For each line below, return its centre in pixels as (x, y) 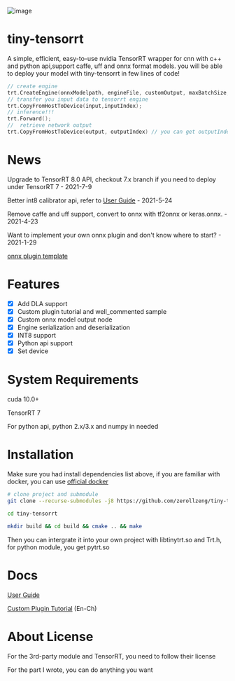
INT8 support (37, 336)
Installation (41, 455)
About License (50, 637)
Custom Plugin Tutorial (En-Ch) (52, 608)
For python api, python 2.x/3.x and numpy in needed (83, 427)
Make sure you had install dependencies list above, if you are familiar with (114, 474)
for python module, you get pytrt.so (58, 547)
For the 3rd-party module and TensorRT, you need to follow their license (112, 656)
